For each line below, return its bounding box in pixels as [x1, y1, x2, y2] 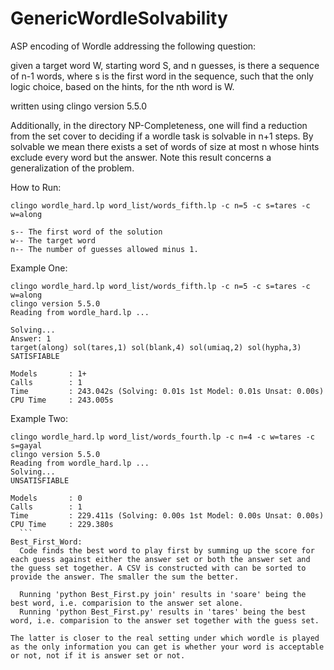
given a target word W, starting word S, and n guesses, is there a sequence [10, 59, 320, 71]
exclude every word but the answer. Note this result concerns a [10, 151, 272, 163]
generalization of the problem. [10, 162, 135, 174]
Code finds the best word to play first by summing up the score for [19, 545, 315, 556]
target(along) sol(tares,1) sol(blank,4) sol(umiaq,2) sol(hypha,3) [10, 342, 302, 352]
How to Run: [10, 181, 62, 193]
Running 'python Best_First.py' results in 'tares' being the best [19, 607, 307, 617]
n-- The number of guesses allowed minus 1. [10, 244, 199, 254]
